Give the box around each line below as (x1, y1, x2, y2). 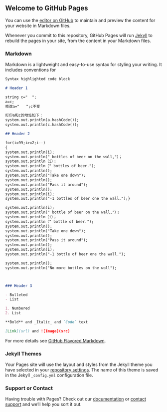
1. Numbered (5, 306, 30, 311)
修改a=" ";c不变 (5, 104, 40, 109)
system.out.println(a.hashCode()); (5, 118, 79, 123)
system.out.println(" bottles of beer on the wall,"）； (5, 154, 123, 159)
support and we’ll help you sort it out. (5, 401, 82, 407)
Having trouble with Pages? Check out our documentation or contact (5, 396, 146, 402)
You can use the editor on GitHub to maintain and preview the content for (5, 17, 156, 23)
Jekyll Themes (5, 350, 42, 357)
